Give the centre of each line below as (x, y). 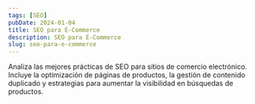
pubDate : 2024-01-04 (42, 23)
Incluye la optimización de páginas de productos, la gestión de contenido (127, 75)
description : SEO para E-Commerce (65, 37)
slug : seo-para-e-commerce (52, 45)
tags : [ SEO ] (28, 15)
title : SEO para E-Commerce (54, 30)
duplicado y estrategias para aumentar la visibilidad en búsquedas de (121, 84)
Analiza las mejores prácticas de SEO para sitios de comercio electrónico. (128, 66)
